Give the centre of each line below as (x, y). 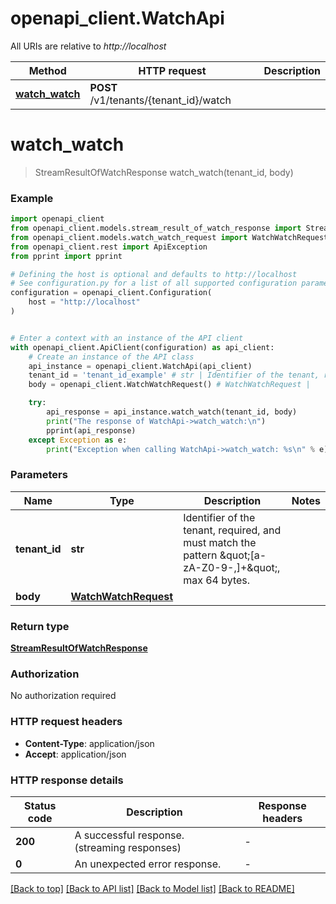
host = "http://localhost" (84, 302)
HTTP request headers (66, 722)
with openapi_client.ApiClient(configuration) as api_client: (142, 347)
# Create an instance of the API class (111, 357)
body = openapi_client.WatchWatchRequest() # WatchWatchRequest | (169, 385)
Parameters (39, 475)
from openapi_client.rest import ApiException (109, 247)
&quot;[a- (243, 555)
